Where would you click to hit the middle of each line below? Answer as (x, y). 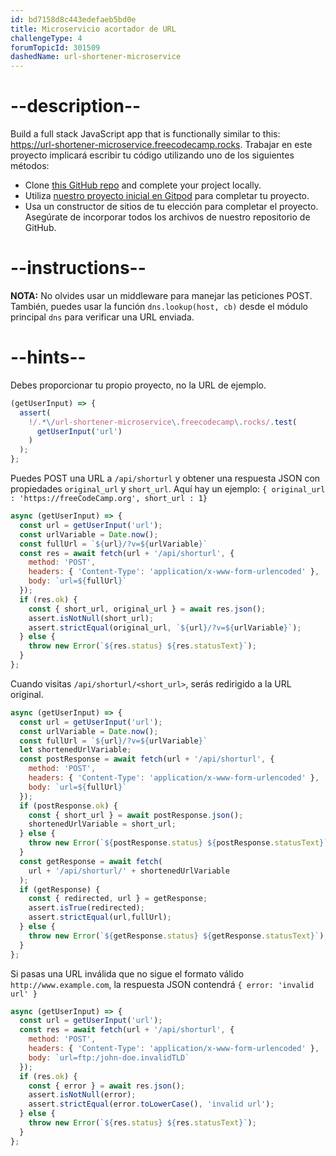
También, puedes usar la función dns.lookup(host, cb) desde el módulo (159, 306)
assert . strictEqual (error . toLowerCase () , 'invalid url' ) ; (151, 1104)
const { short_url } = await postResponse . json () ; (136, 815)
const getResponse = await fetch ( (91, 861)
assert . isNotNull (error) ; (82, 1095)
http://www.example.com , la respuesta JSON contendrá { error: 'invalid (162, 984)
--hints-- (48, 357)
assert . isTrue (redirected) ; (86, 908)
